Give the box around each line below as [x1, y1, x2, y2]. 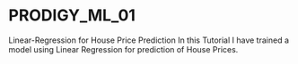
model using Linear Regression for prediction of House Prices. [8, 44, 239, 54]
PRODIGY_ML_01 [8, 5, 136, 26]
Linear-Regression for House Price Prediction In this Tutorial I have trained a [8, 35, 289, 45]
